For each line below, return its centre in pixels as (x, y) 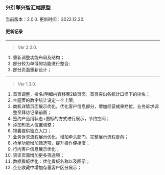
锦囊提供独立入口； (32, 131)
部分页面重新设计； (32, 69)
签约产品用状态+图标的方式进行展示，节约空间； (61, 118)
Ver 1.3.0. (27, 84)
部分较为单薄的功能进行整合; (41, 63)
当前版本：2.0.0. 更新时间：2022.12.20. (45, 19)
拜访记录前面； (36, 112)
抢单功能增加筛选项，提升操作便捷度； (51, 143)
